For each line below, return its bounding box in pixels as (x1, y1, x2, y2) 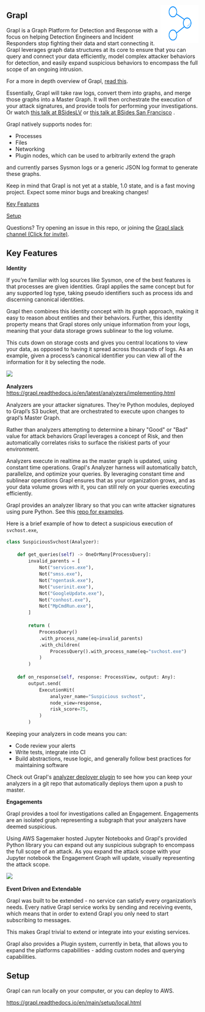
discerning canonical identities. (6, 296, 85, 303)
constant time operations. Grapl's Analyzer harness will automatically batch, (6, 464, 198, 471)
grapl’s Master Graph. (6, 414, 61, 421)
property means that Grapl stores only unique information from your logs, (6, 320, 191, 328)
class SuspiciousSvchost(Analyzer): (6, 539, 99, 545)
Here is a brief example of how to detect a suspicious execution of (6, 520, 173, 527)
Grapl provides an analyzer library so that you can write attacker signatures (6, 501, 196, 509)
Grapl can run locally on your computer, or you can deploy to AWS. (6, 987, 174, 994)
